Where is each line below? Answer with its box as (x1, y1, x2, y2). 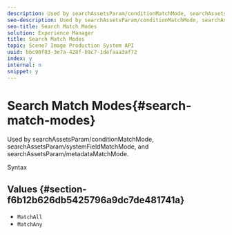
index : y (7, 55, 32, 62)
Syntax (7, 163, 28, 171)
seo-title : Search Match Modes (7, 23, 97, 30)
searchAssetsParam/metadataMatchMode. (7, 150, 129, 158)
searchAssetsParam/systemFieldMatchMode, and (7, 142, 149, 151)
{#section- (39, 183, 87, 195)
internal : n (7, 62, 41, 68)
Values (7, 183, 38, 195)
